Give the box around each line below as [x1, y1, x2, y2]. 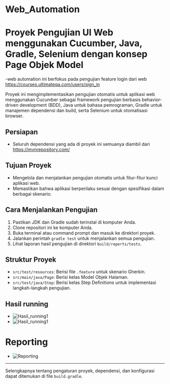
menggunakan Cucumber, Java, [5, 38, 143, 49]
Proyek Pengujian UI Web [5, 27, 114, 39]
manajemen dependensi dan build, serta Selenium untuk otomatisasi [5, 108, 148, 114]
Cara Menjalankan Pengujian [5, 206, 98, 214]
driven [5, 102, 19, 108]
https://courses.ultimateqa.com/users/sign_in [5, 81, 100, 87]
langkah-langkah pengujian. [12, 285, 71, 291]
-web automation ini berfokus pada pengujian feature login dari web [5, 76, 147, 82]
